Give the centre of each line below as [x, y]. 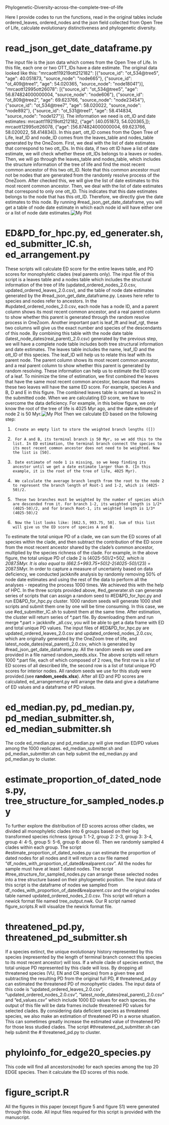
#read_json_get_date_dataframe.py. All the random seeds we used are [78, 649]
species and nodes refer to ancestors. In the [51, 301]
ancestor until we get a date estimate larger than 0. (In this [81, 467]
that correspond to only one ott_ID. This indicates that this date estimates [81, 191]
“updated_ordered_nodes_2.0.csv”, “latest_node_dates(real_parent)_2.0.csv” [85, 994]
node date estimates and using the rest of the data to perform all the [76, 579]
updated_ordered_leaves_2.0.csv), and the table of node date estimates [80, 290]
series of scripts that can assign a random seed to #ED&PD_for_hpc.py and [83, 595]
